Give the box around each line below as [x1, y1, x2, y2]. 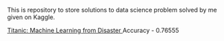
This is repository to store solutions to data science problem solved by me [7, 6, 217, 14]
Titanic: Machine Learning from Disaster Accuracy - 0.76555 [7, 27, 179, 34]
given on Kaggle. [7, 13, 55, 21]
